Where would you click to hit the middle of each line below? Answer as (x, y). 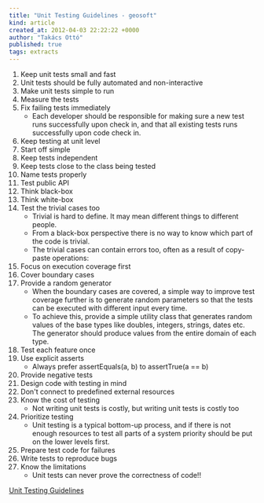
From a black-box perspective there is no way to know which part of (143, 233)
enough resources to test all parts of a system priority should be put (142, 433)
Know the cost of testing (60, 400)
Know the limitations (53, 467)
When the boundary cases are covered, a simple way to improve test (143, 291)
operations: (71, 258)
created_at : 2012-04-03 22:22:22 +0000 (74, 30)
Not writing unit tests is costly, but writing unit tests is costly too (136, 408)
